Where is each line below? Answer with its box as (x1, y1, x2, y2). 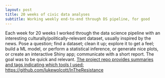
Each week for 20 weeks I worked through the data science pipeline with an (5, 30, 161, 36)
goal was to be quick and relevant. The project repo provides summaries (5, 57, 154, 63)
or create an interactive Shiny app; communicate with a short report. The (5, 51, 154, 57)
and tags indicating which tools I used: (5, 62, 84, 68)
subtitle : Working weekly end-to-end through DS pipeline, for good (5, 16, 150, 21)
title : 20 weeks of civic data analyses (5, 12, 90, 17)
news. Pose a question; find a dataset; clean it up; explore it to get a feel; (5, 41, 155, 47)
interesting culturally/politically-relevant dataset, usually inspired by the (5, 35, 152, 41)
